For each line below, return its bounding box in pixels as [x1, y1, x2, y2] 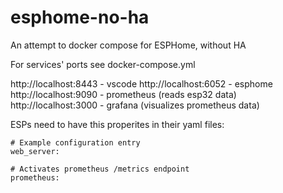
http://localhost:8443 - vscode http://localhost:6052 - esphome [10, 77, 273, 90]
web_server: [10, 146, 60, 156]
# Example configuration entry [10, 137, 141, 148]
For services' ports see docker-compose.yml [10, 58, 196, 70]
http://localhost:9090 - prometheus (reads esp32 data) [10, 88, 237, 100]
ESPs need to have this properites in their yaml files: [10, 118, 225, 130]
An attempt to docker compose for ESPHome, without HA [10, 39, 247, 51]
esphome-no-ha [10, 6, 150, 29]
